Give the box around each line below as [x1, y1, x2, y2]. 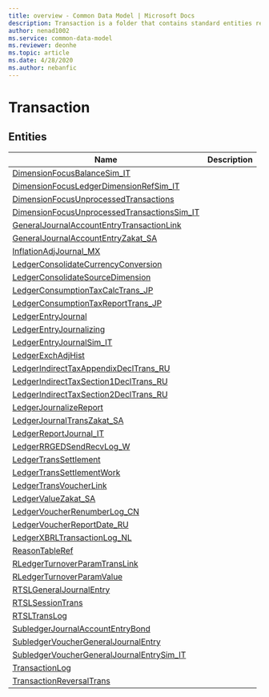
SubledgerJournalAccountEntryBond [12, 622, 151, 634]
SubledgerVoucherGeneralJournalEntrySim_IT [12, 649, 187, 660]
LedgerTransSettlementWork [12, 466, 121, 477]
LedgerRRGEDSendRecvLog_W [12, 441, 130, 452]
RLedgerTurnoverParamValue [12, 570, 122, 582]
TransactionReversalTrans [12, 675, 110, 686]
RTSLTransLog [12, 610, 68, 621]
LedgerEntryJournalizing [12, 324, 106, 335]
